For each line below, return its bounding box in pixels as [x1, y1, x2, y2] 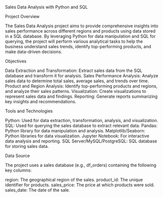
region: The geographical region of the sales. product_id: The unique [5, 177, 143, 182]
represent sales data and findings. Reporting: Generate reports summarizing [5, 93, 158, 99]
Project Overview [5, 14, 40, 19]
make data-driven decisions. [5, 49, 62, 54]
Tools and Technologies [5, 108, 53, 114]
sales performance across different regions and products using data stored [5, 28, 156, 34]
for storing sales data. [5, 143, 49, 149]
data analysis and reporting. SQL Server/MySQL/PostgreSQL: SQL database [5, 138, 157, 144]
